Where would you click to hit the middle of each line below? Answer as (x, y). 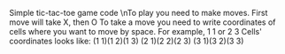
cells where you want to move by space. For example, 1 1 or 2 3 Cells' (136, 31)
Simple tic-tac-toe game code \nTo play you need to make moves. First (139, 13)
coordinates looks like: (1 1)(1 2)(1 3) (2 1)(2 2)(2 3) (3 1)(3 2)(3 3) (127, 41)
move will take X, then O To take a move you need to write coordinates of (142, 22)
